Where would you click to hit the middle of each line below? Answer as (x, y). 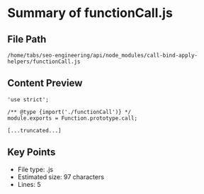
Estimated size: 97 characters (61, 177)
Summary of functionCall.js (90, 13)
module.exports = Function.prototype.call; (73, 118)
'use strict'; (28, 99)
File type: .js (35, 169)
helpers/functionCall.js (44, 62)
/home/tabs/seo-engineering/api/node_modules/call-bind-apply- (103, 55)
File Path (27, 39)
